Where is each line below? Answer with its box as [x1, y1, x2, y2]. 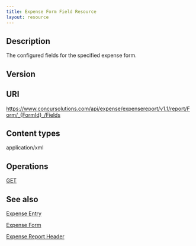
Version [6, 69, 36, 79]
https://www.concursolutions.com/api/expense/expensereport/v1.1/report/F [6, 105, 191, 112]
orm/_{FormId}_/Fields [6, 111, 61, 119]
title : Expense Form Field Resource [6, 8, 97, 15]
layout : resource [6, 14, 49, 20]
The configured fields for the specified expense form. [6, 52, 137, 59]
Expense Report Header [6, 232, 65, 240]
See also [6, 194, 38, 205]
